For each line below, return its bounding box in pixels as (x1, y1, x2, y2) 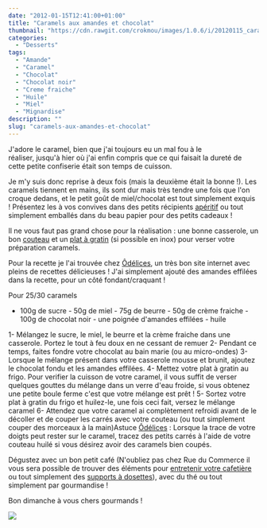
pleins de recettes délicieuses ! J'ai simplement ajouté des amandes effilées (8, 266, 257, 276)
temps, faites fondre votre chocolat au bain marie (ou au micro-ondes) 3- (8, 347, 248, 356)
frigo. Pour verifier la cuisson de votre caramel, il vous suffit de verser (8, 371, 237, 382)
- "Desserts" (15, 41, 59, 49)
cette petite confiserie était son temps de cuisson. (8, 161, 172, 171)
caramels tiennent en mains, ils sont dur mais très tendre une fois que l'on (8, 184, 250, 195)
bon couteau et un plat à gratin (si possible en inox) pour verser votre (8, 234, 235, 243)
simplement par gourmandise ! (8, 480, 109, 490)
